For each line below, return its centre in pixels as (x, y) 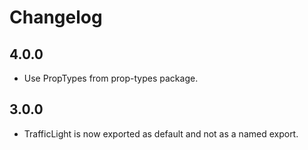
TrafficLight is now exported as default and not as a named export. (161, 133)
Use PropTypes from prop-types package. (111, 78)
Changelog (56, 17)
